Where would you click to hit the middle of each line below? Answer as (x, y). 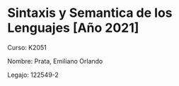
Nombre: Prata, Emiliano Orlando (55, 61)
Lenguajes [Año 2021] (73, 28)
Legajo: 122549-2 (33, 75)
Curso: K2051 (27, 47)
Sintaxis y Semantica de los (90, 13)
